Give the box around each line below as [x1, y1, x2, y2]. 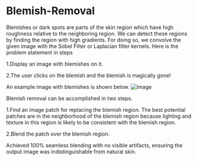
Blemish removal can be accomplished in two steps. [6, 95, 133, 102]
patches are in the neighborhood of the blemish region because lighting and [6, 112, 192, 120]
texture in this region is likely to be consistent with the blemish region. [6, 118, 176, 125]
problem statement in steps [6, 49, 73, 56]
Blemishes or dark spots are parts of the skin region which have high [6, 24, 174, 31]
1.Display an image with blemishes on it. [6, 60, 104, 67]
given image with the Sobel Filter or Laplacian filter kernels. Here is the [6, 43, 179, 50]
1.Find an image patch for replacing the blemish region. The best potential [6, 106, 186, 113]
